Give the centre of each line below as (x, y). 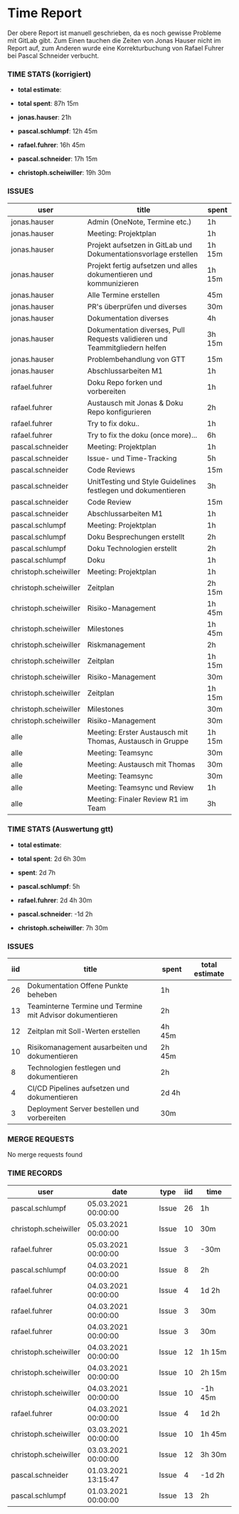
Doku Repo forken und (124, 382)
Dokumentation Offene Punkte (78, 986)
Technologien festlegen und (74, 1068)
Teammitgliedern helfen (127, 348)
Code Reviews (111, 470)
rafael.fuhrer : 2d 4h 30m (55, 900)
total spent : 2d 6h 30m (52, 859)
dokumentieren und (120, 274)
